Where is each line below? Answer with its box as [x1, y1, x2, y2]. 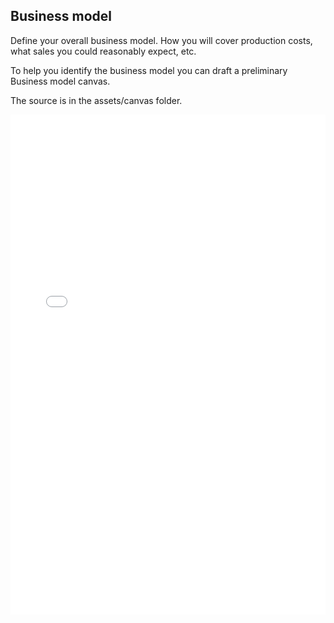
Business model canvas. [10, 75, 111, 87]
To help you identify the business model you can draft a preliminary [10, 64, 288, 76]
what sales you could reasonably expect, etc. [10, 45, 197, 57]
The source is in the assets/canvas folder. [10, 94, 183, 106]
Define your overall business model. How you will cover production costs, [10, 34, 313, 46]
